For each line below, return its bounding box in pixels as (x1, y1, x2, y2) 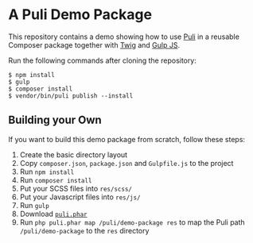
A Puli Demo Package (8, 6, 153, 24)
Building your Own (8, 114, 102, 127)
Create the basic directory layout (19, 149, 128, 160)
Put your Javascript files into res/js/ (19, 192, 141, 202)
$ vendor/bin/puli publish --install (8, 91, 134, 100)
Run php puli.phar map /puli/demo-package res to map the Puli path (19, 217, 245, 227)
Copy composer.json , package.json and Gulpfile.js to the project (19, 158, 234, 168)
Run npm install (19, 167, 75, 176)
